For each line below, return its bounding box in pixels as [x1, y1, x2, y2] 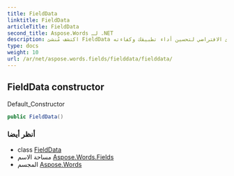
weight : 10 [7, 49, 39, 56]
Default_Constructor [7, 99, 65, 108]
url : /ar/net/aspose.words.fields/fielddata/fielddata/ [7, 56, 173, 63]
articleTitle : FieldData [7, 23, 79, 30]
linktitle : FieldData [7, 17, 70, 24]
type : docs [7, 42, 39, 49]
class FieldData [17, 145, 62, 154]
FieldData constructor [7, 81, 104, 93]
